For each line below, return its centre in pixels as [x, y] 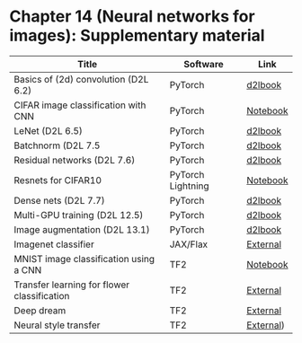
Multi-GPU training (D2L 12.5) [79, 215]
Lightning [189, 186]
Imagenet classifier [54, 244]
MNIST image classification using [84, 259]
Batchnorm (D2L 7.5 [57, 145]
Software [204, 64]
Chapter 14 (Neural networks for [132, 17]
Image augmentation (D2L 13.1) [82, 229]
